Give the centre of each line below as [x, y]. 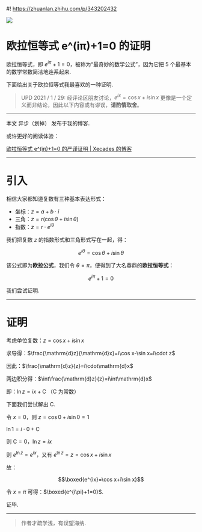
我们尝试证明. [23, 290]
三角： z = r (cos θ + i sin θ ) [47, 219]
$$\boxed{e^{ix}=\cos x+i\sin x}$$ [101, 479]
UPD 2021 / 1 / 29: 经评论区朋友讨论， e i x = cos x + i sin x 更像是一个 [104, 97]
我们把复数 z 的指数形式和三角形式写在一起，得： [67, 239]
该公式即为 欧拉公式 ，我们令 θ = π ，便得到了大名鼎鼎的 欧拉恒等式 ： [90, 265]
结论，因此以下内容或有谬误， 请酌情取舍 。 [90, 105]
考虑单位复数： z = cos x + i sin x [45, 341]
